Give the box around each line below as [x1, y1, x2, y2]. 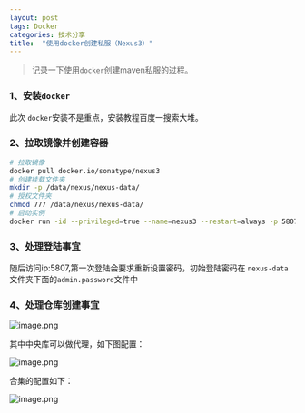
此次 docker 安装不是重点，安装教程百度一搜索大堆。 [9, 112, 203, 123]
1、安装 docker [9, 90, 71, 103]
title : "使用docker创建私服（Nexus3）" [9, 38, 153, 48]
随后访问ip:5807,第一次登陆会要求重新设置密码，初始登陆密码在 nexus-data [9, 262, 289, 273]
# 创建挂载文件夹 [9, 174, 65, 184]
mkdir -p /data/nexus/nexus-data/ [9, 183, 141, 192]
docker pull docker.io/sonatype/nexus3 [9, 166, 161, 175]
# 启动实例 [9, 209, 45, 218]
